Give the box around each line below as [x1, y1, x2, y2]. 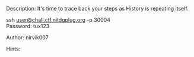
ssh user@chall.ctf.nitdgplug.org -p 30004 [6, 16, 111, 23]
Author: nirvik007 [6, 34, 49, 41]
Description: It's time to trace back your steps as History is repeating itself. [6, 5, 189, 12]
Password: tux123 [6, 23, 50, 29]
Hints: [6, 45, 21, 52]
